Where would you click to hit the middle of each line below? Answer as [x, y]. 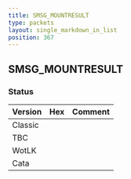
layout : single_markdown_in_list [63, 30]
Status [21, 91]
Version [27, 111]
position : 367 [31, 37]
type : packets [31, 23]
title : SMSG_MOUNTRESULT [49, 15]
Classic [25, 125]
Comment [91, 111]
